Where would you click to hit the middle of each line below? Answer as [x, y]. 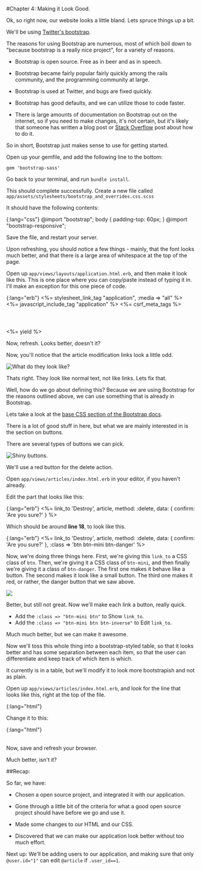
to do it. [24, 134]
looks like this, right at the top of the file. [56, 695]
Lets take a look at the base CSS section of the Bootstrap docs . [84, 414]
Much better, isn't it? [31, 760]
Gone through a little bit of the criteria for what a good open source [98, 806]
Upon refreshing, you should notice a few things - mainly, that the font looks [100, 249]
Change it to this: [27, 718]
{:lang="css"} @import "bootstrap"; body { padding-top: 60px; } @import [97, 219]
